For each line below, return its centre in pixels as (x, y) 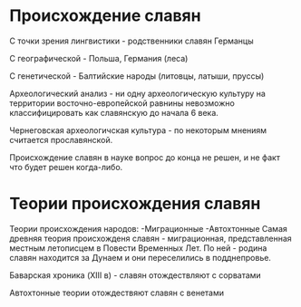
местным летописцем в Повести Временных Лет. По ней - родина (138, 248)
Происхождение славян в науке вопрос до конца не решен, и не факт (145, 157)
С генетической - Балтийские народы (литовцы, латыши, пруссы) (137, 76)
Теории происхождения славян (135, 204)
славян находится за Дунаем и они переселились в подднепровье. (141, 257)
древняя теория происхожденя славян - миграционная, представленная (150, 238)
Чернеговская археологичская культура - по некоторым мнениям (138, 130)
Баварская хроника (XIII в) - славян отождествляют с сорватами (135, 275)
